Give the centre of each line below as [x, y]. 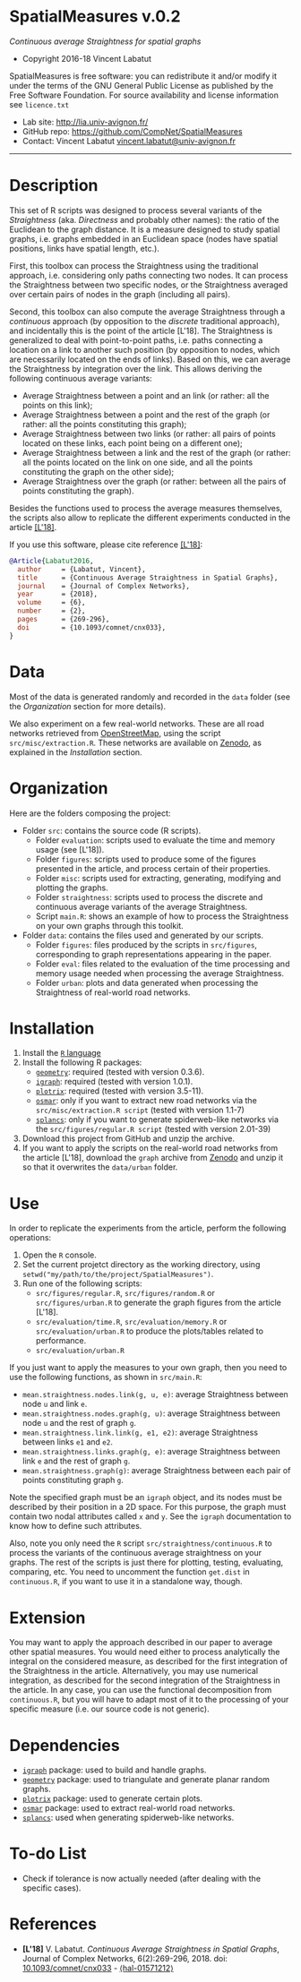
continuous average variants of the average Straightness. [142, 906]
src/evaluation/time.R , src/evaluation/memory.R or [131, 1322]
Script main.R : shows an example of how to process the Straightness [162, 916]
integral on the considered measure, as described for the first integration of [149, 1661]
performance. [61, 1341]
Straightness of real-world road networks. [113, 992]
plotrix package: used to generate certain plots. [112, 1798]
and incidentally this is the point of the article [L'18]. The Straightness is [141, 330]
